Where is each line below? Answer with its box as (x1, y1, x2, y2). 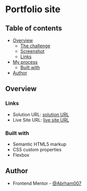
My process (12, 59, 38, 65)
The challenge (20, 43, 51, 49)
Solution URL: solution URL (12, 111, 70, 118)
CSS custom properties (12, 146, 62, 152)
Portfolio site (5, 4, 61, 15)
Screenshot (20, 48, 45, 54)
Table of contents (5, 24, 62, 33)
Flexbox (12, 152, 30, 158)
